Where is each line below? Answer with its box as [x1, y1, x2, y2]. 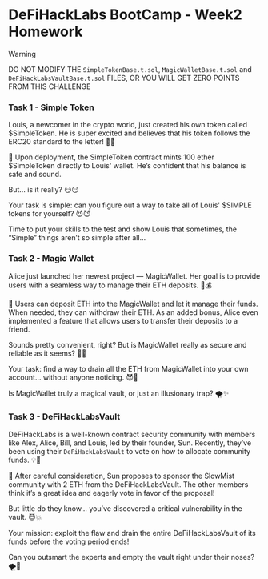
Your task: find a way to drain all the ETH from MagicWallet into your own [8, 364, 250, 373]
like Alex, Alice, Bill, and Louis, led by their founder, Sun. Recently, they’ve [8, 438, 252, 448]
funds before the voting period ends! [8, 537, 130, 546]
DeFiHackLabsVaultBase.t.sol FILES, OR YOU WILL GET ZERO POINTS [8, 73, 240, 82]
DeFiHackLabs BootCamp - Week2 [8, 6, 242, 24]
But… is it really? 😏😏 [8, 185, 79, 195]
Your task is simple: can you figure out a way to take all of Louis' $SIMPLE [8, 200, 252, 210]
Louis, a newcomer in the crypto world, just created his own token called [8, 120, 248, 130]
